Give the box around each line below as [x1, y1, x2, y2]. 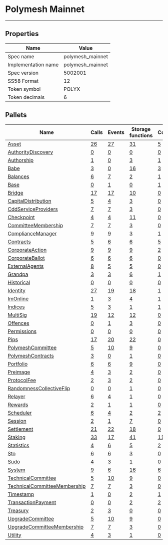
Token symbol [7, 85, 41, 92]
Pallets [5, 111, 27, 119]
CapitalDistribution [7, 197, 51, 204]
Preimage [7, 369, 30, 376]
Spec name [7, 53, 34, 60]
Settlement [7, 425, 33, 432]
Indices [7, 303, 25, 310]
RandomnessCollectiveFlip [7, 385, 70, 392]
